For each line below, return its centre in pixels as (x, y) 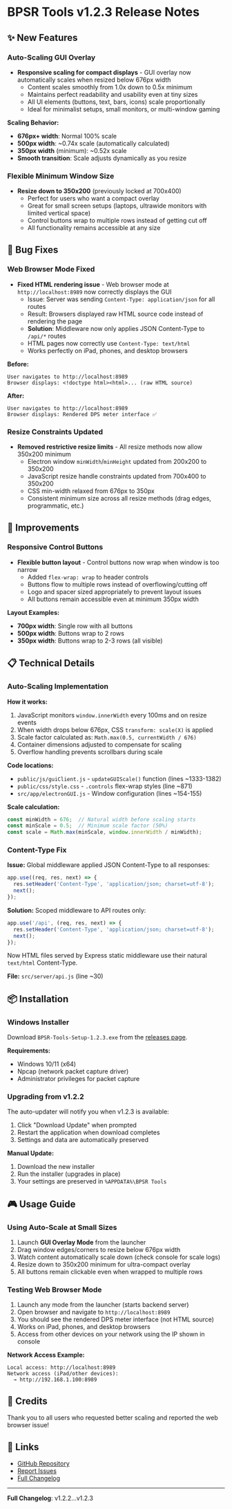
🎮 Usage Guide (41, 1204)
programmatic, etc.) (56, 506)
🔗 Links (23, 1447)
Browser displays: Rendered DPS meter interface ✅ (82, 414)
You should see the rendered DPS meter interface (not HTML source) (115, 1319)
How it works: (28, 702)
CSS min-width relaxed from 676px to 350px (91, 491)
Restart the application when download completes (88, 1132)
